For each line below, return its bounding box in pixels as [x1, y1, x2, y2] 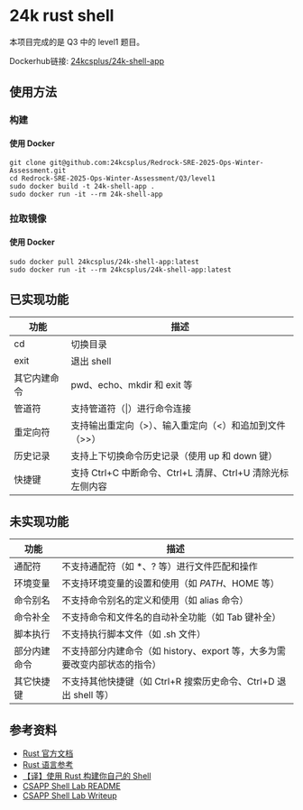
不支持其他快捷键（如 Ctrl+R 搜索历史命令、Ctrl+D [61, 676, 275, 688]
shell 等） [73, 689, 115, 702]
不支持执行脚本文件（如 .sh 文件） [61, 628, 206, 640]
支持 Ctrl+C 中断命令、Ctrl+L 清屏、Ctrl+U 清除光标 [70, 466, 289, 479]
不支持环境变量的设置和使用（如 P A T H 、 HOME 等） [61, 577, 280, 590]
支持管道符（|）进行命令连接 [70, 402, 192, 415]
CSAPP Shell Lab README [22, 781, 122, 792]
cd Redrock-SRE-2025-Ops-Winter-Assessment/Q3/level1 [9, 174, 216, 183]
